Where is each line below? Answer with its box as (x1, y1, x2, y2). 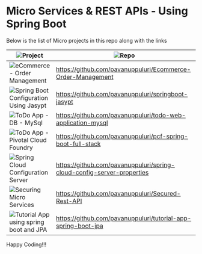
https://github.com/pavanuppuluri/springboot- (56, 90, 188, 98)
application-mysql (56, 119, 108, 127)
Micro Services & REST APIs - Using (6, 4, 188, 18)
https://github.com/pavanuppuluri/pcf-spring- (56, 132, 188, 140)
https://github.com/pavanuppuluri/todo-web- (56, 111, 186, 119)
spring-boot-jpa (56, 221, 103, 230)
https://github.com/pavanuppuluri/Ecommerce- (56, 65, 191, 73)
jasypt (56, 98, 73, 106)
